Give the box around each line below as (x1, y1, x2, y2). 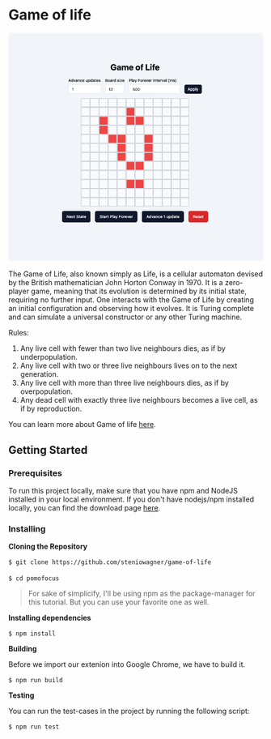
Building (8, 644, 37, 654)
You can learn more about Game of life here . (8, 420, 156, 429)
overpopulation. (19, 387, 73, 396)
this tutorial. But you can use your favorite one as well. (28, 597, 210, 607)
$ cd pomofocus (8, 575, 60, 583)
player (8, 286, 30, 297)
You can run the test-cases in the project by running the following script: (8, 707, 250, 716)
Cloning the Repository (8, 541, 87, 552)
